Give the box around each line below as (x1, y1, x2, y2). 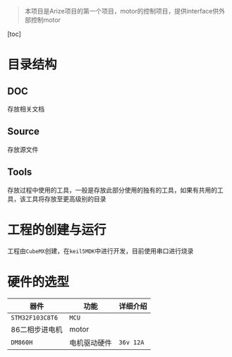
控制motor (30, 16, 61, 24)
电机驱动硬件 (69, 338, 112, 348)
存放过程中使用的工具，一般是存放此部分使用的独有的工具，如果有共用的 (7, 186, 217, 194)
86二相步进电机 (11, 325, 63, 334)
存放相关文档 (7, 105, 44, 113)
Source (7, 126, 40, 138)
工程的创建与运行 (7, 222, 107, 238)
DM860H (11, 338, 33, 346)
